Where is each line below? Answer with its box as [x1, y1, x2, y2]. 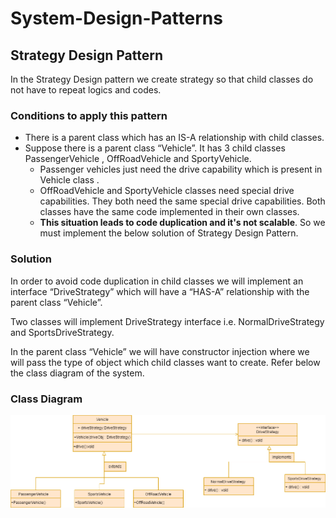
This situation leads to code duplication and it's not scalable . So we [39, 217, 326, 229]
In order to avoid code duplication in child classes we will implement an [10, 275, 304, 287]
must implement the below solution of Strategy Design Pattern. [39, 227, 299, 239]
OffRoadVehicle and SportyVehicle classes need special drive [39, 185, 295, 197]
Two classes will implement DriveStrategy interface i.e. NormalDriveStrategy [10, 315, 325, 327]
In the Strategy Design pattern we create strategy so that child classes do [10, 73, 314, 85]
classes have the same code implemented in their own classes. [39, 206, 300, 218]
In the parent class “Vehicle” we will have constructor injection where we [10, 345, 310, 357]
